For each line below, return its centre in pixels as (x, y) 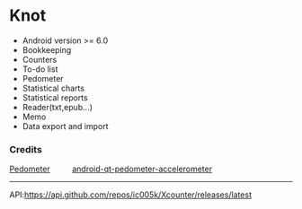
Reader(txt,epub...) (57, 107)
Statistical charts (53, 88)
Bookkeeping (47, 49)
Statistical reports (55, 97)
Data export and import (66, 126)
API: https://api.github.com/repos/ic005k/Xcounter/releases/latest (131, 195)
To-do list (40, 69)
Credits (26, 149)
